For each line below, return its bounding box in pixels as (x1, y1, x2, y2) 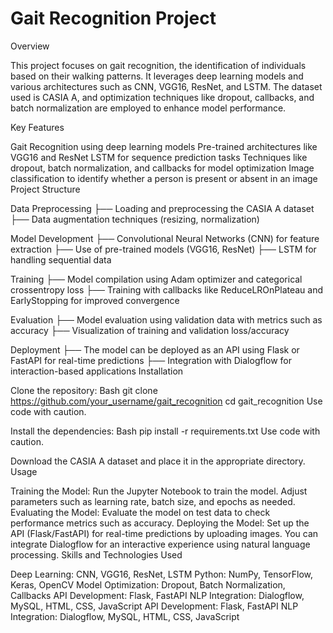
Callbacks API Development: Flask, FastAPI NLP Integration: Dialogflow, (10, 589, 305, 601)
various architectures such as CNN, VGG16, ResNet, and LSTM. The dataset (10, 80, 323, 92)
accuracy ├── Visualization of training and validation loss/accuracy (10, 324, 290, 336)
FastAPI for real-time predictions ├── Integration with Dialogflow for (10, 354, 293, 366)
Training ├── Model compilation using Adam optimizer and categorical (10, 273, 303, 285)
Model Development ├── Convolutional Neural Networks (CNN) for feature (10, 232, 320, 244)
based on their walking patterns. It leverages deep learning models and (10, 70, 304, 82)
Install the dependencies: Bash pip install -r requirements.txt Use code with (10, 425, 321, 437)
